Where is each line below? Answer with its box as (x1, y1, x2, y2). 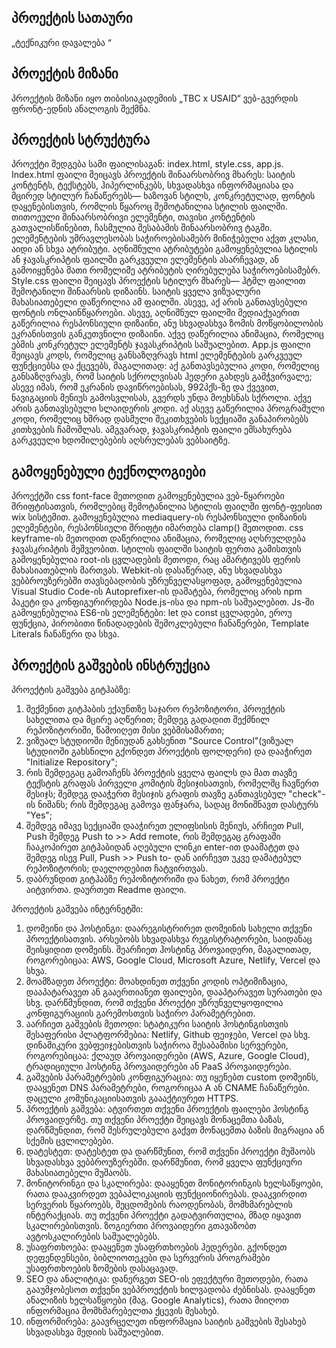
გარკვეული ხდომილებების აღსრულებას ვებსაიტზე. (11, 434, 231, 446)
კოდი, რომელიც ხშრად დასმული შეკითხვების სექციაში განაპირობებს (11, 413, 309, 425)
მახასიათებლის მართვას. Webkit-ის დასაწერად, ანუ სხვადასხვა (11, 564, 283, 576)
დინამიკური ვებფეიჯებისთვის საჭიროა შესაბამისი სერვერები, (25, 1039, 289, 1051)
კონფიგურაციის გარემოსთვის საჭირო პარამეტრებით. (25, 1007, 256, 1020)
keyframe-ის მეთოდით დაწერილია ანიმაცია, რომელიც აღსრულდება (11, 532, 306, 545)
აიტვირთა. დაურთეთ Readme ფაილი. (25, 884, 187, 896)
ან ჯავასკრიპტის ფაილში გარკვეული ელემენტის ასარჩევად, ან (11, 254, 279, 266)
